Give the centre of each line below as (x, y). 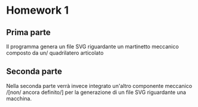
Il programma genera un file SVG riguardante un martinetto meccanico (92, 46)
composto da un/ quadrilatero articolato (55, 53)
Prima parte (28, 32)
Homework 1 (38, 10)
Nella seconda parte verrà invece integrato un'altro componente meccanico (99, 86)
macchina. (19, 98)
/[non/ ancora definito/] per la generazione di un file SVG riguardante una (96, 92)
